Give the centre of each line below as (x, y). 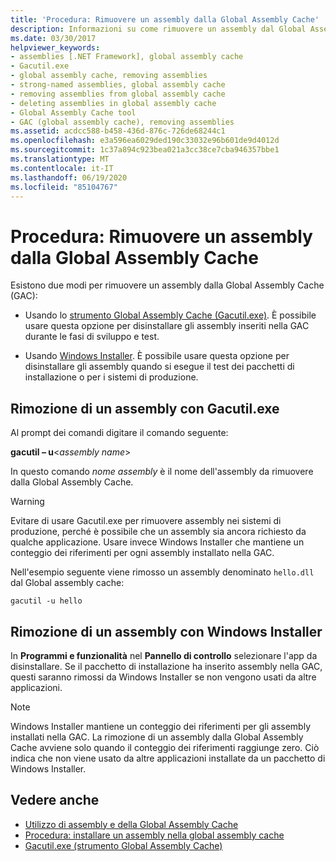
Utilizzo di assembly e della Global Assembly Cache (131, 824)
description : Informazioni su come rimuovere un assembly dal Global (158, 29)
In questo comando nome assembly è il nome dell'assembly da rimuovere (162, 472)
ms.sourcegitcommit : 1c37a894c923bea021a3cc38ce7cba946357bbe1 (145, 150)
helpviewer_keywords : (55, 47)
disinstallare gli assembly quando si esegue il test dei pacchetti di (159, 367)
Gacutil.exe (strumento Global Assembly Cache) (123, 845)
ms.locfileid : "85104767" (64, 187)
